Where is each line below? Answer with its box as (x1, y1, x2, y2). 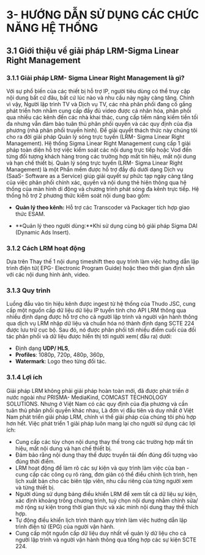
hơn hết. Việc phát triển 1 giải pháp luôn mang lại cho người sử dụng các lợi (6, 419, 196, 427)
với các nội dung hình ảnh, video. (6, 271, 90, 278)
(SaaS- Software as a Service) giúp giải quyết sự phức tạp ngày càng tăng (6, 172, 194, 179)
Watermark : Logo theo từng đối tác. (15, 358, 107, 365)
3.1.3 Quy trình (6, 286, 51, 295)
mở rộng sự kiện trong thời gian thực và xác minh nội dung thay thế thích (15, 503, 199, 511)
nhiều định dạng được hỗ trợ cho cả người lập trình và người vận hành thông (6, 313, 198, 320)
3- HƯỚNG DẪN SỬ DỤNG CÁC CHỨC (6, 8, 199, 22)
